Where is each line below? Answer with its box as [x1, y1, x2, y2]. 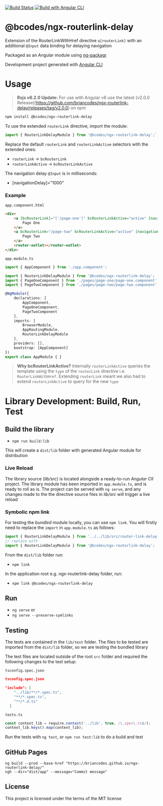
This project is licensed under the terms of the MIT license [5, 795, 122, 801]
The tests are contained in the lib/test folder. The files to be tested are [5, 639, 148, 645]
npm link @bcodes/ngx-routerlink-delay [12, 581, 93, 586]
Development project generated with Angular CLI [5, 61, 103, 67]
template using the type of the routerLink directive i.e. [16, 368, 126, 374]
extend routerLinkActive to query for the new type [16, 378, 119, 384]
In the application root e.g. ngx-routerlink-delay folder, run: [5, 571, 123, 576]
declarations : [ [14, 296, 47, 301]
